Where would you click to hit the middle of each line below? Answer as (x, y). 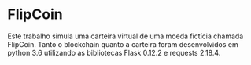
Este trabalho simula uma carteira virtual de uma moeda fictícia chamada (125, 36)
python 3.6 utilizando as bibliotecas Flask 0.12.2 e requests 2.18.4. (114, 52)
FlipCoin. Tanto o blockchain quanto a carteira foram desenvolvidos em (123, 44)
